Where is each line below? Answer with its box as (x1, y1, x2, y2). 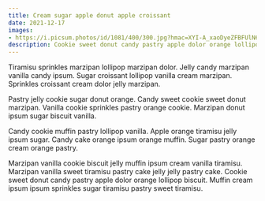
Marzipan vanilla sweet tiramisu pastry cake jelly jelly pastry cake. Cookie (8, 167, 248, 177)
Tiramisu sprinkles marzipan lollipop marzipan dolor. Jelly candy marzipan (8, 62, 250, 72)
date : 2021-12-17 (8, 19, 65, 27)
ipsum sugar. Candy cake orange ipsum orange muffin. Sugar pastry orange (8, 135, 256, 144)
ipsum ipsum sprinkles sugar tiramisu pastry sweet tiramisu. (8, 184, 203, 193)
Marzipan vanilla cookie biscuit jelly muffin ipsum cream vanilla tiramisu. (8, 158, 243, 168)
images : (8, 26, 34, 34)
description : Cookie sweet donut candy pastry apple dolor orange (8, 41, 231, 49)
